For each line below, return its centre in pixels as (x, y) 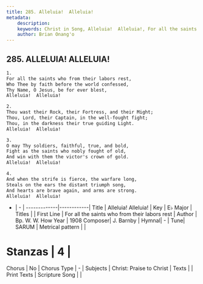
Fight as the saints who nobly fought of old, (66, 151)
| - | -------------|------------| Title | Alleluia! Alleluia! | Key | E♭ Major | (104, 208)
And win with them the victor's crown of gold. (68, 157)
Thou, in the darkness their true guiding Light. (71, 123)
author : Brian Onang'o (46, 35)
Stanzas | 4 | (39, 252)
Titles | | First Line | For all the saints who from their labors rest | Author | (106, 214)
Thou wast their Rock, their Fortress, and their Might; (80, 112)
